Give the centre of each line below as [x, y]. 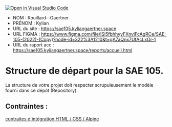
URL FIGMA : [26, 34]
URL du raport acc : [33, 45]
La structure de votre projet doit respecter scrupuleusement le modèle [79, 85]
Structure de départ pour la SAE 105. [84, 71]
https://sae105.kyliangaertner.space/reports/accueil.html [72, 50]
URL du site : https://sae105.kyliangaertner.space [64, 29]
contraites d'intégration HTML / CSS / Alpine [52, 119]
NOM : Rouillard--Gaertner [41, 18]
